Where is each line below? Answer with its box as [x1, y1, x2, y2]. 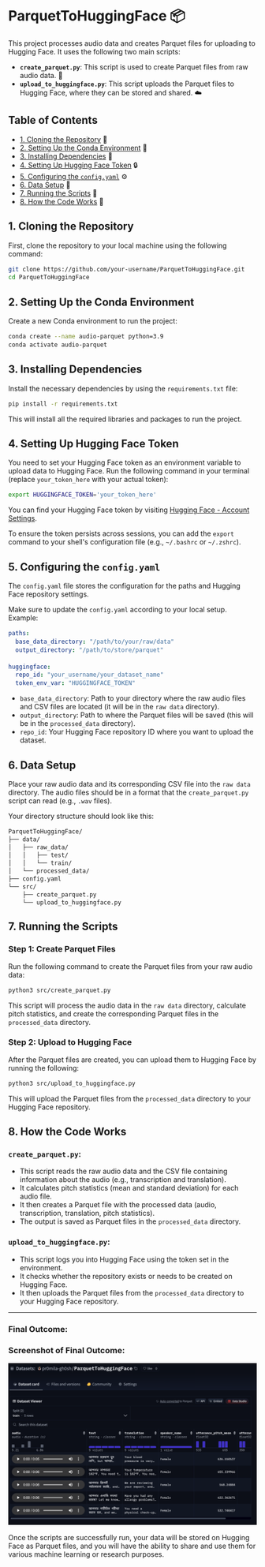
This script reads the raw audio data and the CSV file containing [19, 1166, 228, 1176]
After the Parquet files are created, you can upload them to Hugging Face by [8, 1055, 256, 1064]
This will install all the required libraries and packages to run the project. [8, 414, 242, 424]
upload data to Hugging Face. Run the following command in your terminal [8, 466, 250, 476]
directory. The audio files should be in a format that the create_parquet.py [8, 787, 249, 797]
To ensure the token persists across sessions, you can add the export [8, 529, 235, 538]
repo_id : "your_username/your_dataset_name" [15, 671, 164, 679]
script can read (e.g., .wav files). [8, 796, 113, 806]
